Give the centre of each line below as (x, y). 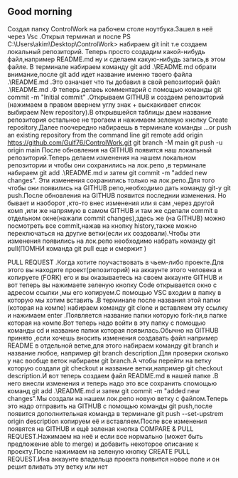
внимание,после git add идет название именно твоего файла (100, 74)
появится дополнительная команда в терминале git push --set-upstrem (115, 413)
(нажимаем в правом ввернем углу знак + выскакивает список (104, 104)
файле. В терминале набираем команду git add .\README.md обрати (112, 66)
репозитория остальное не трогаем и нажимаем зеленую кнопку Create (118, 120)
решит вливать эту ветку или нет (58, 467)
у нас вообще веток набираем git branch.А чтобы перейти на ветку (109, 360)
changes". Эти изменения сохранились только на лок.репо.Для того (111, 180)
